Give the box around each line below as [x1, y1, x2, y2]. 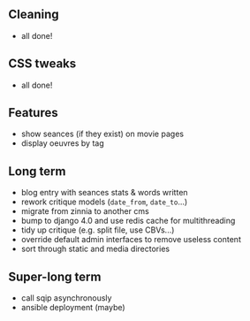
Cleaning [8, 7, 59, 22]
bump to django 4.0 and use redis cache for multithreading [20, 216, 236, 226]
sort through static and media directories [20, 243, 170, 255]
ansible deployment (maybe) [20, 302, 125, 313]
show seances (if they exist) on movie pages [20, 128, 185, 140]
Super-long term [8, 269, 102, 284]
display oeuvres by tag [20, 138, 105, 149]
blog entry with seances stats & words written [20, 187, 188, 198]
